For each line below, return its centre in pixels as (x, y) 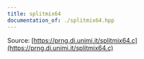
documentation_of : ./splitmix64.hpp (61, 20)
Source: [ (20, 40)
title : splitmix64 (34, 14)
